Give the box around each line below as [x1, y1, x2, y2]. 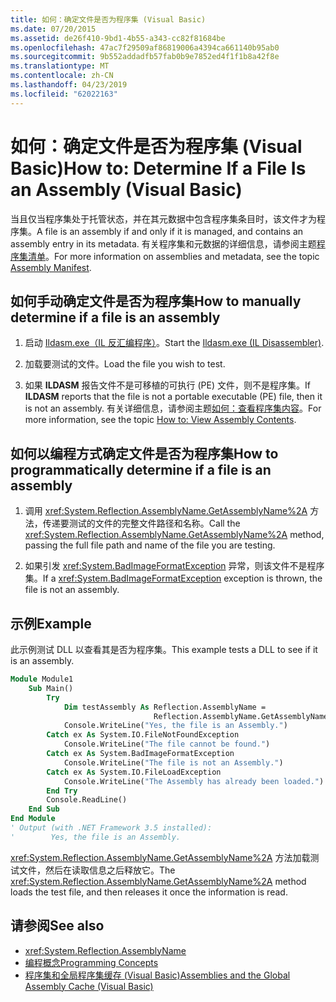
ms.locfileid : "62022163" [10, 89, 118, 99]
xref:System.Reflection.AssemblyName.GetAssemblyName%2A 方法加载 [10, 851, 311, 863]
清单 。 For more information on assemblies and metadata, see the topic [27, 250, 320, 262]
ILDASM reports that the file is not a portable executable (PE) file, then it [24, 391, 323, 403]
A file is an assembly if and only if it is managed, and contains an [36, 225, 304, 237]
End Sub [28, 804, 60, 815]
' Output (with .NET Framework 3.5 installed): [10, 823, 213, 833]
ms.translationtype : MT [10, 61, 110, 71]
